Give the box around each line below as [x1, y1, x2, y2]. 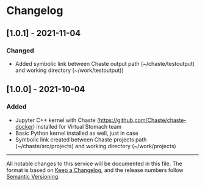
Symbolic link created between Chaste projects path [15, 135, 147, 143]
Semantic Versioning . [6, 173, 60, 180]
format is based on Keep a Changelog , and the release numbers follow [6, 166, 184, 174]
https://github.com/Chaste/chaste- [98, 116, 187, 124]
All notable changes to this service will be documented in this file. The [6, 160, 182, 167]
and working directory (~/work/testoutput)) [15, 66, 124, 74]
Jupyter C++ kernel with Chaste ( [15, 116, 99, 124]
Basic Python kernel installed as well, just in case [15, 129, 138, 137]
